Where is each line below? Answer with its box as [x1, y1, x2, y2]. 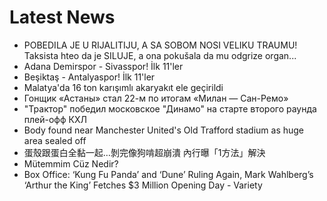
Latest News [9, 6, 116, 29]
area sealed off [23, 134, 87, 146]
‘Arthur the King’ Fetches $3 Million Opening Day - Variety [23, 179, 263, 191]
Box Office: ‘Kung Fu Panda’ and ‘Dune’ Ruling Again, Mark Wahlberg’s [23, 168, 314, 180]
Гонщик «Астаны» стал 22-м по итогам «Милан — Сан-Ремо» [23, 92, 289, 104]
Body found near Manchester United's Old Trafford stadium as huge [23, 124, 305, 136]
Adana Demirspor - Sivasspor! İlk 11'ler [23, 60, 184, 72]
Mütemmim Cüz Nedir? [23, 157, 119, 170]
